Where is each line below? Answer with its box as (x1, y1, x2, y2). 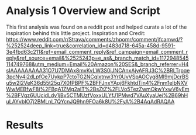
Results (6, 119, 44, 132)
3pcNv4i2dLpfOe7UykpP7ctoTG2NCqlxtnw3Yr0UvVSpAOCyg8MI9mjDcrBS (6, 73, 189, 80)
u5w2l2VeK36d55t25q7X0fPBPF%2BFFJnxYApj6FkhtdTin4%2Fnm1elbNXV (6, 79, 188, 86)
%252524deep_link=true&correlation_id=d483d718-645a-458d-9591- (6, 42, 176, 49)
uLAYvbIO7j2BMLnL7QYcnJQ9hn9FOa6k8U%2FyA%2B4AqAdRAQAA (6, 98, 175, 105)
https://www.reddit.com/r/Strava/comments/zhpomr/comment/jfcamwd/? (6, 36, 183, 43)
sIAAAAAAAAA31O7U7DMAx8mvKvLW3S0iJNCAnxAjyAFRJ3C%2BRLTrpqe (6, 67, 190, 74)
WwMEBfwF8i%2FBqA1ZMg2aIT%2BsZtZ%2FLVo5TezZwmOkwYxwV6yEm (6, 85, 190, 92)
